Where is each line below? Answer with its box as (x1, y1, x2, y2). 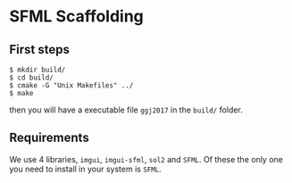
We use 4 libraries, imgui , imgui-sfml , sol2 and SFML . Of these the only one (9, 154, 284, 164)
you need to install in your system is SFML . (9, 163, 163, 174)
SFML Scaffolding (9, 6, 145, 27)
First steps (9, 42, 70, 57)
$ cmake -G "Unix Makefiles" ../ (9, 81, 134, 90)
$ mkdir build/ (9, 65, 66, 74)
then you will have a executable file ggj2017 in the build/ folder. (9, 104, 243, 115)
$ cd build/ (9, 73, 54, 82)
